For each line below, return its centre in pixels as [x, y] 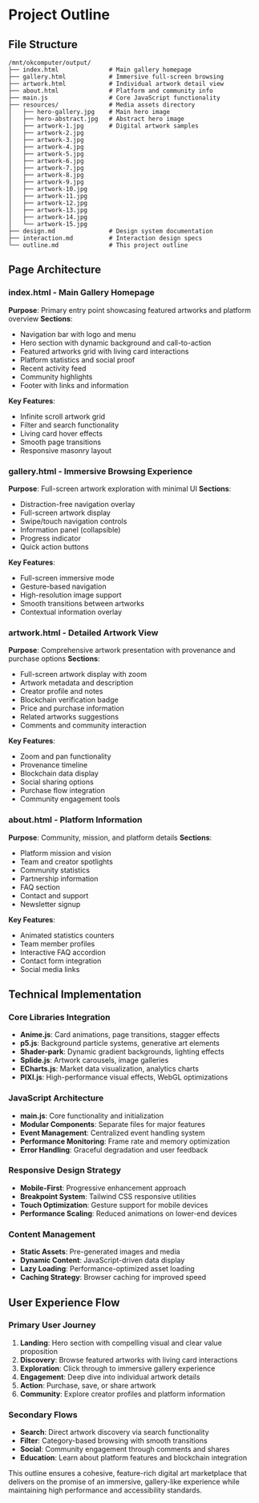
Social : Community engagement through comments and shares [125, 1449]
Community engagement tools [70, 799]
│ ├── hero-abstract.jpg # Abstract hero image [96, 119]
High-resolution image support [71, 594]
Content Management [52, 1234]
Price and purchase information [72, 708]
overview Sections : [40, 318]
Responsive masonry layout [66, 450]
